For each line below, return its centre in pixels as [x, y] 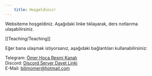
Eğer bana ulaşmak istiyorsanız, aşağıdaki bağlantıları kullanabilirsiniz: [76, 48]
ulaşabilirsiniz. [20, 29]
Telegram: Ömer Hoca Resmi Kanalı [41, 58]
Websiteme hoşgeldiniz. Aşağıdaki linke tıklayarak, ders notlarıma [72, 24]
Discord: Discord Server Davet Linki [41, 63]
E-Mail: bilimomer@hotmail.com [38, 68]
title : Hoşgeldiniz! [35, 10]
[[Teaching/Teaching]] [28, 38]
